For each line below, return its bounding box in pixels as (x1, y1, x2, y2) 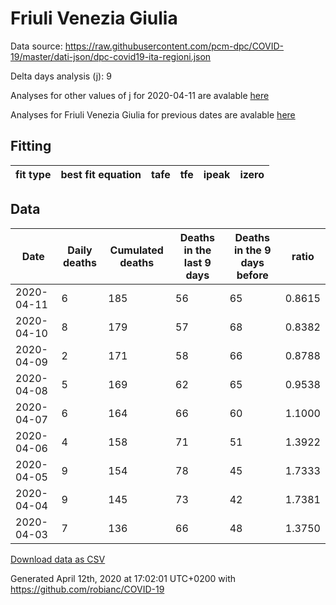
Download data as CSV (10, 553, 106, 565)
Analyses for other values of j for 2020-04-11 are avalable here (10, 89, 270, 101)
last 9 (183, 255, 212, 269)
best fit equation (60, 167, 142, 181)
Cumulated (109, 243, 164, 257)
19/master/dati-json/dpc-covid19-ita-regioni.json (10, 50, 212, 62)
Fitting (10, 138, 52, 155)
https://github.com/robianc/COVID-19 (10, 583, 165, 595)
